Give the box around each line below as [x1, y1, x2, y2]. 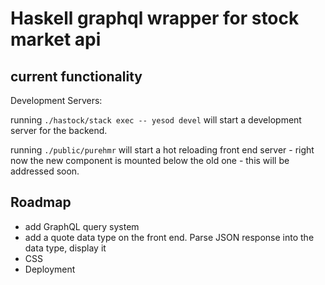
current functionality [10, 68, 143, 85]
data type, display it [24, 242, 107, 254]
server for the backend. [10, 125, 108, 136]
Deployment [24, 263, 76, 275]
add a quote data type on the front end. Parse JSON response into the [24, 231, 315, 243]
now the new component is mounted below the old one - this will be [10, 155, 290, 166]
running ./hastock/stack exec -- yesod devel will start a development [10, 114, 302, 126]
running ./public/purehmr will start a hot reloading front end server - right [10, 144, 315, 156]
